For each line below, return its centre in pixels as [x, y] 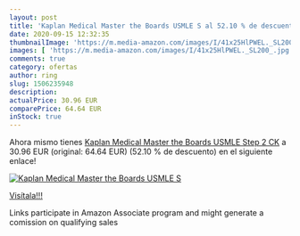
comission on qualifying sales [64, 223]
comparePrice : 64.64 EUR [55, 109]
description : [33, 92]
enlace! [23, 161]
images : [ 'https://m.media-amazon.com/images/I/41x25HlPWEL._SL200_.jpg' [151, 51]
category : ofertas [43, 68]
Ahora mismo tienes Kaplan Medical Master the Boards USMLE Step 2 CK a [148, 142]
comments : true [37, 59]
